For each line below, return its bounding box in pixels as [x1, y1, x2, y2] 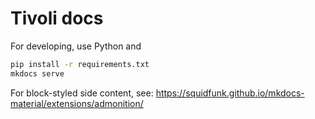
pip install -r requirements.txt [10, 59, 150, 69]
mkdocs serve [10, 68, 65, 79]
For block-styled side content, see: [10, 87, 154, 99]
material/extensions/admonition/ [10, 97, 144, 109]
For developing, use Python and [10, 40, 142, 52]
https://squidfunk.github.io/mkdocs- [155, 87, 305, 99]
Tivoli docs [10, 7, 104, 30]
